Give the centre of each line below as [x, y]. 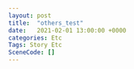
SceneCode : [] [32, 52]
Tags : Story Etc [35, 45]
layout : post [30, 15]
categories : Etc [35, 38]
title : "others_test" [46, 23]
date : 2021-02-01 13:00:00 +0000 [67, 30]
